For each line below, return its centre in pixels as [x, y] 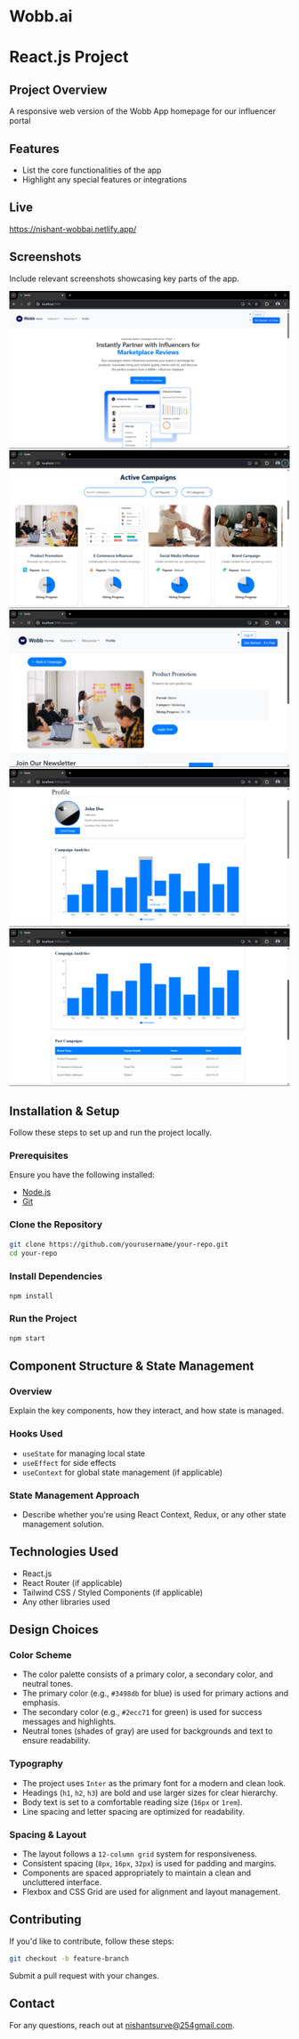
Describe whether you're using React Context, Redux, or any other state [154, 1514]
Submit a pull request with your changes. [85, 1975]
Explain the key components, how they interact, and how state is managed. [147, 1411]
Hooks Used [36, 1434]
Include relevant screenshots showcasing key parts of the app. [125, 279]
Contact [32, 2004]
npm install [31, 1296]
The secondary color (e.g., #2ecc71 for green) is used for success [142, 1712]
